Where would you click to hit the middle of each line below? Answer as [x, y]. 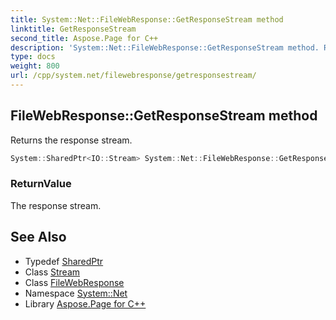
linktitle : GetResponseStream [73, 29]
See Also [38, 237]
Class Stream [52, 272]
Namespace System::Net [76, 293]
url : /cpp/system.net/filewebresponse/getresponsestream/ [133, 76]
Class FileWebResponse [74, 282]
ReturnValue [41, 184]
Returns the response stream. [71, 140]
